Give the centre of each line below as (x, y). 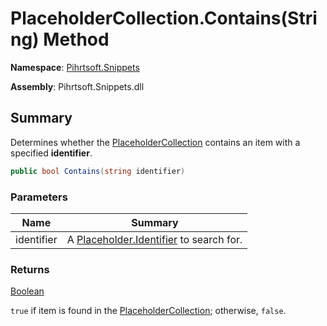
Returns (30, 269)
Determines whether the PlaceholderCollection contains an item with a (155, 142)
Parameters (39, 197)
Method (76, 39)
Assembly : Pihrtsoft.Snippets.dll (77, 86)
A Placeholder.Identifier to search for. (154, 239)
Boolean (27, 291)
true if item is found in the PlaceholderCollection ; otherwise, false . (148, 311)
